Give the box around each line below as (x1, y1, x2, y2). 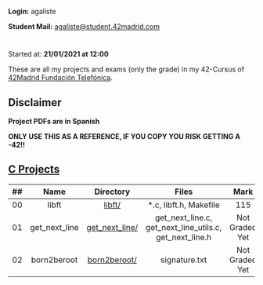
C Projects (8, 163, 60, 176)
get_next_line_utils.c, (146, 221, 222, 232)
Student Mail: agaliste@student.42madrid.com (8, 22, 160, 31)
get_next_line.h (156, 232, 212, 243)
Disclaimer (8, 96, 62, 109)
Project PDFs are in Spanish (8, 117, 100, 126)
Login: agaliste (8, 7, 56, 16)
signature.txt (160, 254, 207, 265)
